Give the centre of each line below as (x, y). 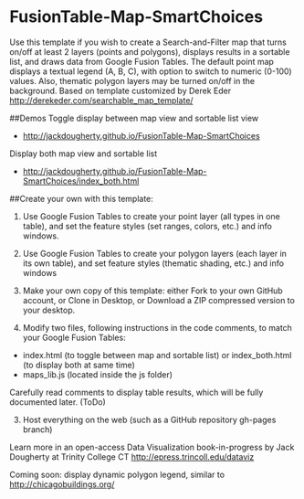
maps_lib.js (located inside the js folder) (98, 374)
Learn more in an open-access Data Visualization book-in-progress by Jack (152, 447)
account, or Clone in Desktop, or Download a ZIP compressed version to (158, 300)
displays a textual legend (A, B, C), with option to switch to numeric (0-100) (151, 71)
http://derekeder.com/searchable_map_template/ (101, 100)
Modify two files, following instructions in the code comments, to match (157, 327)
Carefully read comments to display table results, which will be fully (136, 392)
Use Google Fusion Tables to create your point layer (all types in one (151, 216)
